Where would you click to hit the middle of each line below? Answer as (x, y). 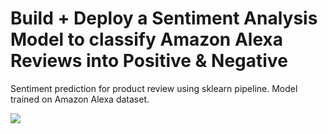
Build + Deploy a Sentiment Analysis (164, 18)
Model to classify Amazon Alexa (146, 39)
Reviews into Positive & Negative (149, 61)
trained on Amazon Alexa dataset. (80, 99)
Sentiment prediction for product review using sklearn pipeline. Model (154, 88)
